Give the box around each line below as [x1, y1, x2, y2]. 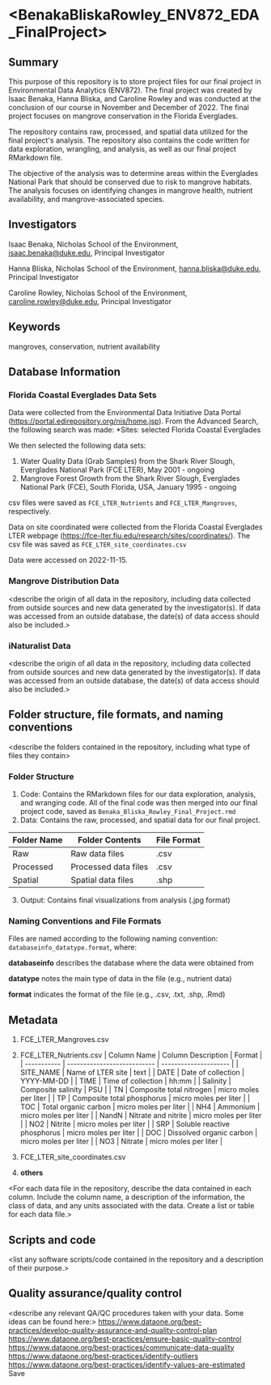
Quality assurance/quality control [8, 1287, 182, 1301]
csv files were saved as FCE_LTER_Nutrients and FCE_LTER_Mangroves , [8, 498, 238, 508]
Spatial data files [70, 874, 134, 885]
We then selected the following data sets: [8, 440, 146, 451]
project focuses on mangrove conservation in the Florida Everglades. [8, 111, 239, 121]
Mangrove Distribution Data [8, 576, 120, 587]
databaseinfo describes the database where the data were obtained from [8, 958, 254, 968]
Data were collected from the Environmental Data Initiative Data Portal [8, 408, 241, 418]
